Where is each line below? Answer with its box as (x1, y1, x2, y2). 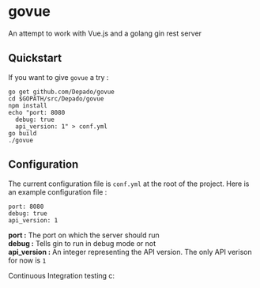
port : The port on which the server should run (8, 230, 160, 240)
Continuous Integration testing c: (8, 271, 115, 280)
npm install (8, 101, 47, 109)
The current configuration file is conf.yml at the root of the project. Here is (8, 179, 250, 188)
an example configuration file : (8, 187, 107, 196)
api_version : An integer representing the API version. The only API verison (8, 247, 252, 256)
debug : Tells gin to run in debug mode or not (8, 238, 156, 248)
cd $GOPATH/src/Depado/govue (8, 94, 104, 103)
